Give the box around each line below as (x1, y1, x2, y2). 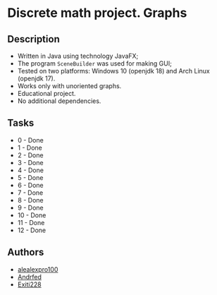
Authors (7, 246, 44, 258)
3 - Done (17, 158, 44, 167)
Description (7, 33, 60, 45)
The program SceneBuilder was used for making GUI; (17, 59, 173, 68)
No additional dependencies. (17, 97, 101, 105)
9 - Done (17, 203, 44, 212)
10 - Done (17, 210, 46, 219)
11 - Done (17, 218, 45, 227)
